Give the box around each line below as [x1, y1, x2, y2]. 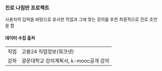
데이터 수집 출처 [5, 35, 35, 40]
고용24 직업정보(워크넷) [21, 48, 74, 55]
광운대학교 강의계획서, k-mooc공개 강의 [21, 57, 110, 64]
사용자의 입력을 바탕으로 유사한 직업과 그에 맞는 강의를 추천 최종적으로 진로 [5, 16, 149, 23]
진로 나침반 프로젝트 [5, 4, 50, 11]
